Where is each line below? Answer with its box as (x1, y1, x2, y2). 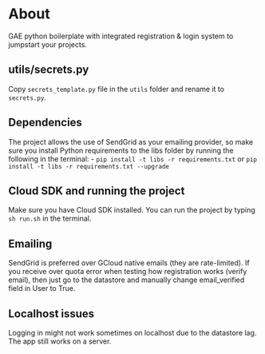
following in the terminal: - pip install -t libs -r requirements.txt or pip (8, 153, 258, 164)
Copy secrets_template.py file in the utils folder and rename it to (8, 84, 225, 93)
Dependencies (8, 116, 82, 129)
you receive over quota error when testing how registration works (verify (8, 267, 247, 276)
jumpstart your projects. (8, 39, 88, 49)
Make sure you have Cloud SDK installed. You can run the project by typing (8, 205, 255, 215)
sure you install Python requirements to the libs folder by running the (8, 145, 234, 155)
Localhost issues (8, 307, 95, 320)
